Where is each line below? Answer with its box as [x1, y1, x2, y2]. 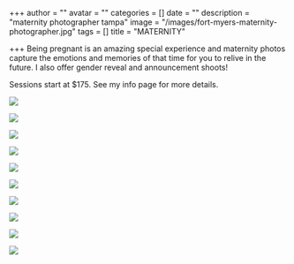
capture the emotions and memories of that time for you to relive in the [9, 53, 267, 63]
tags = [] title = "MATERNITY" [78, 26, 186, 36]
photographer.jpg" [9, 26, 77, 36]
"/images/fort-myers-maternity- [162, 17, 278, 27]
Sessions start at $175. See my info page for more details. [9, 79, 219, 89]
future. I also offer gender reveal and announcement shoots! [9, 62, 228, 72]
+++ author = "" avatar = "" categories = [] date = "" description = [9, 8, 250, 18]
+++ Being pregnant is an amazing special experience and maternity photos [9, 43, 286, 54]
